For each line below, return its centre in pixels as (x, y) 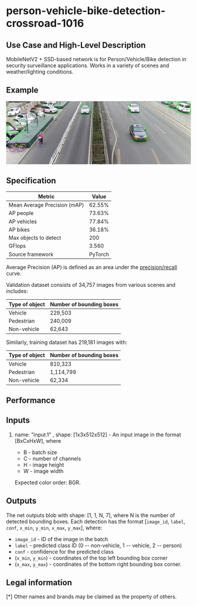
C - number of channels (52, 458)
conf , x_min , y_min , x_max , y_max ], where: (54, 528)
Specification (31, 181)
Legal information (39, 583)
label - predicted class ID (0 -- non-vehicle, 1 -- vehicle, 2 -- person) (98, 545)
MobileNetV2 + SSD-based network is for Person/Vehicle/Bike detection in (96, 59)
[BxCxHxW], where (38, 441)
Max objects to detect (35, 238)
